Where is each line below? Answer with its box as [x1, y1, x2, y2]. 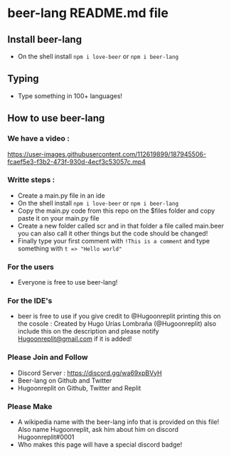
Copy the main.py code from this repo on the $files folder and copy [17, 206, 215, 215]
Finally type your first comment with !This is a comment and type [17, 236, 210, 245]
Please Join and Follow [7, 352, 88, 362]
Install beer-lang [7, 33, 82, 46]
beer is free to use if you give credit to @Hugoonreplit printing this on [17, 312, 222, 321]
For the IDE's [7, 296, 53, 306]
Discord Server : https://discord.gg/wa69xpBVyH [17, 368, 162, 377]
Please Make [7, 401, 53, 411]
